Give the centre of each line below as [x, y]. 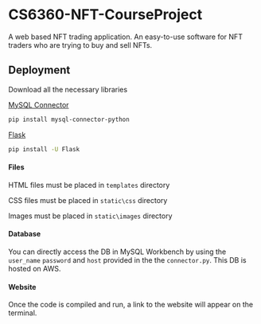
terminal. [23, 313]
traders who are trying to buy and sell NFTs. [80, 45]
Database [25, 234]
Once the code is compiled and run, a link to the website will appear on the [130, 305]
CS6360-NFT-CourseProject [105, 15]
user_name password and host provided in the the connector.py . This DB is [127, 260]
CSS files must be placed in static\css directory [88, 200]
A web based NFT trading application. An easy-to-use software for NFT [125, 37]
